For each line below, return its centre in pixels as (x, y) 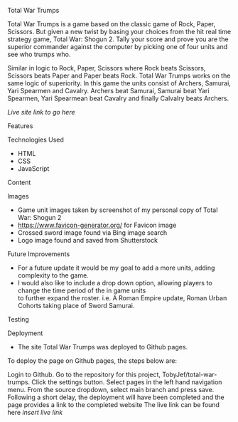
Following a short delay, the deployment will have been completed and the (116, 397)
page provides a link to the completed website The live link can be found (114, 405)
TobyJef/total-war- (190, 374)
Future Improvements (39, 254)
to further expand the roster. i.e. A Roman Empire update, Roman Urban (122, 298)
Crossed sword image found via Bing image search (92, 233)
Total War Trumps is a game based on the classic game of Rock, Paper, (112, 24)
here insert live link (35, 412)
